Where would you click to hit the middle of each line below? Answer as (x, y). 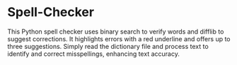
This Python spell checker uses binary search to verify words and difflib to (116, 31)
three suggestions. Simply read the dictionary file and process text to (108, 46)
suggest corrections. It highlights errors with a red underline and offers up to (119, 38)
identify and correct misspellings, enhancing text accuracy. (94, 54)
